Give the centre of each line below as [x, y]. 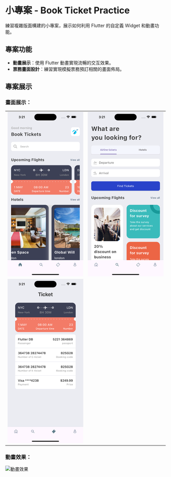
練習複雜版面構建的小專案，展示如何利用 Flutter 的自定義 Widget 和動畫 [80, 25]
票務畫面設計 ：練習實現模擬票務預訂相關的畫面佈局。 [68, 69]
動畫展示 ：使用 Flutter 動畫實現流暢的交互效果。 [63, 63]
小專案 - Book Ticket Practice [67, 10]
